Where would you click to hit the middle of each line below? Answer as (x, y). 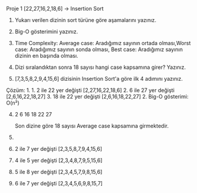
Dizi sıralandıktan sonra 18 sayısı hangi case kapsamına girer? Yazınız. (100, 67)
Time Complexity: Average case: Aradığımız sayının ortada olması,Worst (103, 43)
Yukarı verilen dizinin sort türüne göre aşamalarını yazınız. (85, 20)
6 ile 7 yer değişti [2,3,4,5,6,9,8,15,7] (58, 183)
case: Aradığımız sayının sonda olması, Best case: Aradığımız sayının (99, 49)
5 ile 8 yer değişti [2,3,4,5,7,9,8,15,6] (58, 172)
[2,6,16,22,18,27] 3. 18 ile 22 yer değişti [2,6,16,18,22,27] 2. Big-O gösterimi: (97, 96)
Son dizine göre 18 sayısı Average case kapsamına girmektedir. (92, 126)
